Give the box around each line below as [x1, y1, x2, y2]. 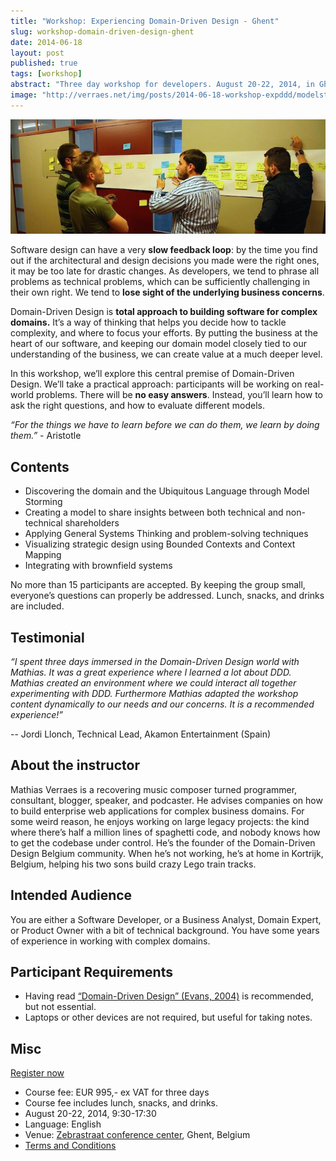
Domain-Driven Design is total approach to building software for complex [10, 306, 318, 318]
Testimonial [10, 629, 85, 646]
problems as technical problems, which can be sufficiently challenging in [10, 276, 311, 288]
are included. [10, 600, 65, 612]
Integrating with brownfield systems [24, 560, 173, 572]
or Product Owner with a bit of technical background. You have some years [10, 924, 320, 936]
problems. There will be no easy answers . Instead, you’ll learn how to [35, 389, 323, 401]
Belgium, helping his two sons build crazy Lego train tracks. [10, 858, 257, 870]
